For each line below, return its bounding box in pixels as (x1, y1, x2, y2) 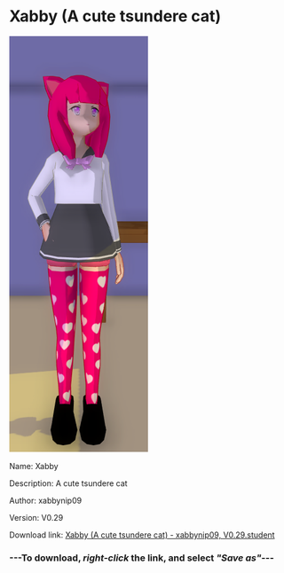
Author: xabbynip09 (9, 495, 83, 506)
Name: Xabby (9, 460, 59, 471)
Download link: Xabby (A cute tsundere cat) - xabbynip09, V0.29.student (9, 530, 275, 540)
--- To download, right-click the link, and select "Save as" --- (9, 552, 275, 564)
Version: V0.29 (9, 512, 64, 522)
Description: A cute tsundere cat (9, 477, 128, 489)
